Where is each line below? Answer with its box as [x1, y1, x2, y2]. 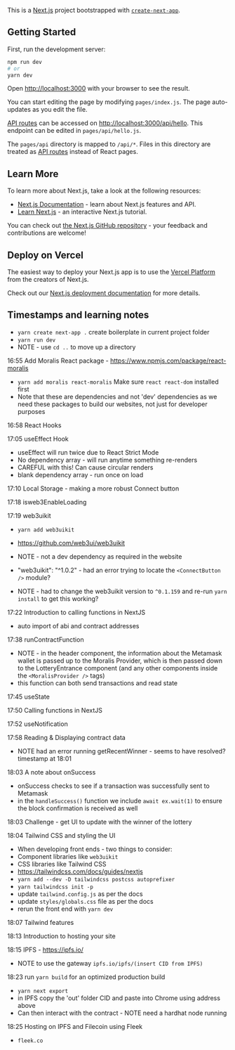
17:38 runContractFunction [7, 635, 84, 644]
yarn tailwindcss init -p [17, 883, 93, 890]
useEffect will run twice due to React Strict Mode [17, 448, 159, 456]
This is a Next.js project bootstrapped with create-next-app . [7, 6, 181, 14]
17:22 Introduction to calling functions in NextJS [7, 608, 146, 616]
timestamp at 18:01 [17, 754, 72, 763]
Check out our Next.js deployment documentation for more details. [7, 289, 201, 297]
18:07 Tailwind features [7, 918, 74, 926]
